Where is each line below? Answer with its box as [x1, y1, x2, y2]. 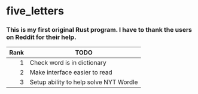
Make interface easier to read [29, 68, 112, 77]
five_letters [6, 4, 65, 18]
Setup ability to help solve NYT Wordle [29, 78, 138, 86]
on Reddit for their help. [6, 33, 77, 41]
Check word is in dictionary [29, 59, 106, 67]
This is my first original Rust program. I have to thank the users [6, 26, 193, 34]
